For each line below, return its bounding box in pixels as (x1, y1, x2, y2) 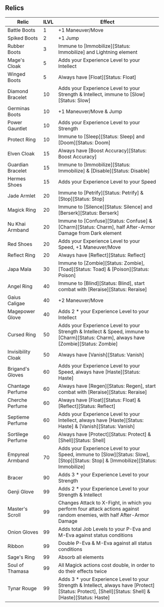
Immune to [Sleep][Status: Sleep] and (58, 133, 145, 140)
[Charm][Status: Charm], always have (58, 334, 145, 341)
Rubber (7, 43, 24, 49)
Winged (7, 70, 26, 77)
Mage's (7, 56, 25, 63)
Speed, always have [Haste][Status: (58, 368, 141, 375)
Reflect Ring (7, 251, 36, 258)
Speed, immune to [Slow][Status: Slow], (58, 451, 150, 458)
